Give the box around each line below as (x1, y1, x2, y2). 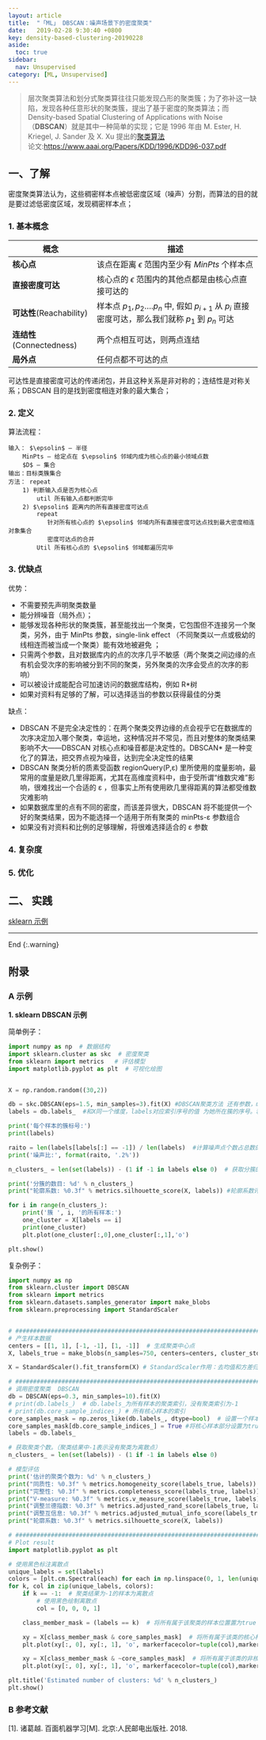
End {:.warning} (8, 940, 59, 950)
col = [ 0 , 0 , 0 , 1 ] (36, 1604, 101, 1612)
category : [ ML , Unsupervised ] (8, 71, 108, 78)
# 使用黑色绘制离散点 (36, 1597, 97, 1605)
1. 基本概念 (8, 221, 49, 232)
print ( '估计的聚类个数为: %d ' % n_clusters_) (8, 1472, 152, 1481)
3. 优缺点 (8, 564, 43, 575)
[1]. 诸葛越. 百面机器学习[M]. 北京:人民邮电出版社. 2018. (8, 1723, 188, 1733)
